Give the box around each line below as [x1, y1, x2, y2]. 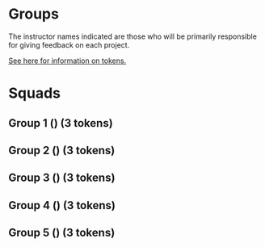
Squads [8, 84, 61, 103]
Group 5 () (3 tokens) [8, 226, 116, 240]
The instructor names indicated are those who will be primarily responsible [8, 31, 257, 41]
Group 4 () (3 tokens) [8, 199, 116, 212]
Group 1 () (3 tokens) [8, 116, 113, 130]
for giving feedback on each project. [8, 40, 130, 49]
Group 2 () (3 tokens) [8, 143, 116, 157]
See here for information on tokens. [8, 56, 127, 65]
